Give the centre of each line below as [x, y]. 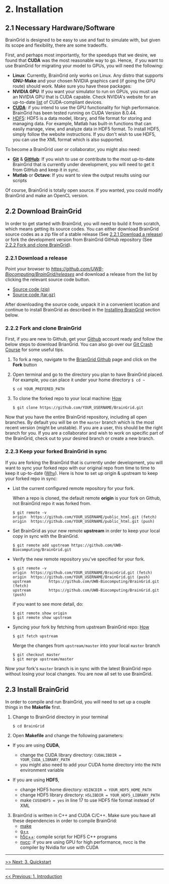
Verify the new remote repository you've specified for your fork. [78, 559]
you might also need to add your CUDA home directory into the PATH [90, 765]
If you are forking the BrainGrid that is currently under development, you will [84, 462]
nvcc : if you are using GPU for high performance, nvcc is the [83, 842]
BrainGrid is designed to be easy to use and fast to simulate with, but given [83, 40]
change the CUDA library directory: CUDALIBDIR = [71, 755]
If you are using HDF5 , [36, 780]
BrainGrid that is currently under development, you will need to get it [83, 164]
